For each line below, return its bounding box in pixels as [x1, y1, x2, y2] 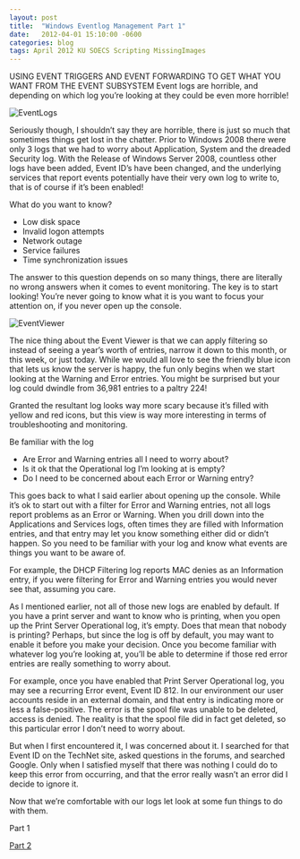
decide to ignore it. [9, 778, 79, 789]
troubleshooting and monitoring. [9, 419, 128, 430]
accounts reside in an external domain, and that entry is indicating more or [9, 695, 284, 706]
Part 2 [9, 840, 32, 851]
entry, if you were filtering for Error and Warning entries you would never [9, 574, 278, 585]
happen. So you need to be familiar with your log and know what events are [9, 538, 288, 549]
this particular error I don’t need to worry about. [9, 723, 185, 734]
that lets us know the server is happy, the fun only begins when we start [9, 364, 275, 374]
